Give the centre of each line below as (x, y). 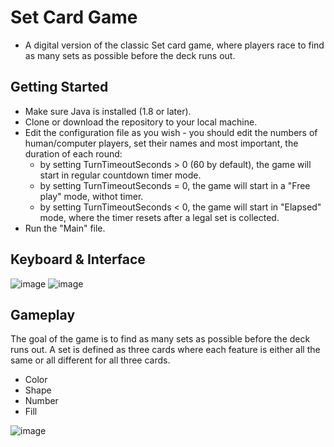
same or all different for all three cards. (90, 360)
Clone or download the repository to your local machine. (141, 122)
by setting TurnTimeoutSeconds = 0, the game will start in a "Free (175, 185)
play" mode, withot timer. (91, 196)
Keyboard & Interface (78, 259)
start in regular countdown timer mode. (120, 175)
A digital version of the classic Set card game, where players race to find (174, 45)
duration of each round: (73, 153)
